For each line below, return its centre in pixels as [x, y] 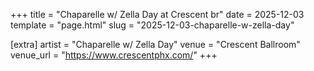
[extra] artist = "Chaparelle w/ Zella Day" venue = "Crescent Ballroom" [155, 44]
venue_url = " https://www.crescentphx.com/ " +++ [114, 55]
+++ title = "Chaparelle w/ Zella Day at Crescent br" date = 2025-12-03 [157, 14]
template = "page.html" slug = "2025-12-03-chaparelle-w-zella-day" [152, 25]
